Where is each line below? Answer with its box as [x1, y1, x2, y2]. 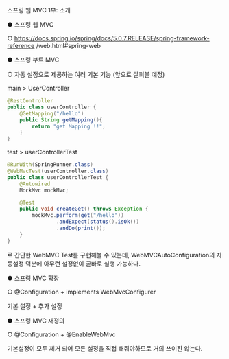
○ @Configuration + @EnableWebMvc [7, 330, 117, 338]
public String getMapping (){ [19, 116, 103, 124]
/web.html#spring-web [36, 42, 101, 49]
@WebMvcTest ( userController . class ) [7, 167, 109, 174]
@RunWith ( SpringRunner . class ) [7, 161, 94, 168]
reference [7, 42, 35, 49]
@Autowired [19, 181, 51, 187]
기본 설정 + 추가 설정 [7, 301, 63, 310]
